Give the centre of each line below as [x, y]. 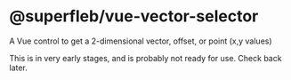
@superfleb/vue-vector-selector [134, 16]
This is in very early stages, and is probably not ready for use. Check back [145, 58]
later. [19, 68]
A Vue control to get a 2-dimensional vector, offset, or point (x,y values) [141, 41]
